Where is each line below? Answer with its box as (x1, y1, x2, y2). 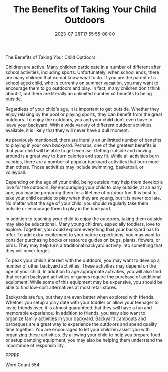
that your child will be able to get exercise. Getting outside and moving (5, 147, 152, 153)
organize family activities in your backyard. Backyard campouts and (5, 315, 146, 322)
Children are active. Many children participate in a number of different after (5, 64, 161, 70)
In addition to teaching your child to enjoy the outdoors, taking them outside (5, 216, 163, 222)
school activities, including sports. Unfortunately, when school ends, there (5, 69, 160, 75)
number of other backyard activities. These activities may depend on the (5, 262, 156, 269)
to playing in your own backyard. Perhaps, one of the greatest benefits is (5, 142, 157, 148)
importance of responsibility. (5, 342, 65, 348)
